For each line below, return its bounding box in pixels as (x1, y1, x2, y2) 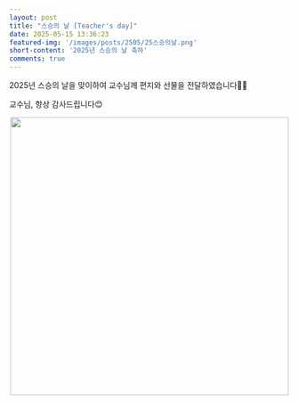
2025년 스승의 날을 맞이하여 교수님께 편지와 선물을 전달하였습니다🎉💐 (9, 80, 247, 90)
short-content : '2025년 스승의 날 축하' (9, 46, 149, 55)
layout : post (9, 12, 58, 22)
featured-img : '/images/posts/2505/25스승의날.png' (9, 37, 197, 47)
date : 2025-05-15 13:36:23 (9, 29, 109, 38)
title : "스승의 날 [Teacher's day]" (9, 21, 138, 30)
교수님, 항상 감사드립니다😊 (9, 99, 104, 109)
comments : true (9, 54, 66, 63)
